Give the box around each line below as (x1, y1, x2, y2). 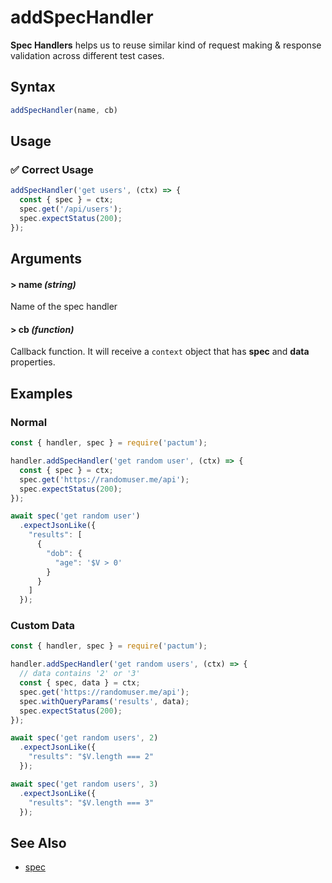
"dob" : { (46, 548, 83, 558)
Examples (10, 385, 73, 402)
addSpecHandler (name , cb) (10, 105, 118, 115)
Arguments (10, 251, 83, 268)
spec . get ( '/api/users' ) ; (19, 204, 123, 215)
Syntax (10, 79, 56, 96)
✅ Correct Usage (10, 162, 94, 176)
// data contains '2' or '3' (19, 669, 141, 679)
